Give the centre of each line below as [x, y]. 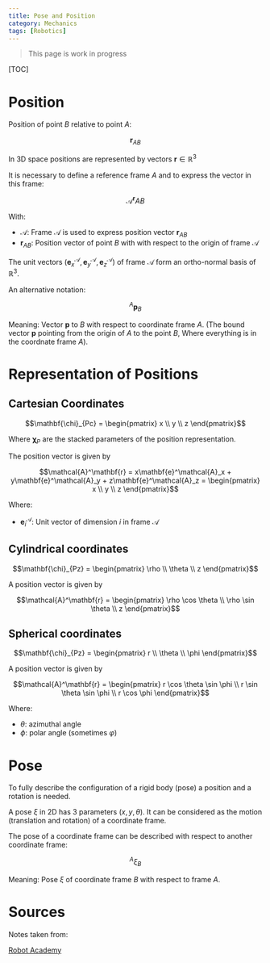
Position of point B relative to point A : [70, 124]
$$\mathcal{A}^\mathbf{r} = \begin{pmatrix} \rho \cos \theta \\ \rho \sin [135, 600]
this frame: [26, 183]
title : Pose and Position [52, 16]
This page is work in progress [77, 54]
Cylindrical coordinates [69, 549]
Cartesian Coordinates [66, 404]
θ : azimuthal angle [51, 724]
